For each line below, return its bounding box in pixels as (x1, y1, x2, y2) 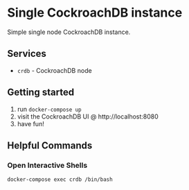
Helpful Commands (7, 139, 93, 151)
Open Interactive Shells (7, 160, 88, 170)
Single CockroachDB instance (7, 5, 183, 21)
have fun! (17, 119, 45, 128)
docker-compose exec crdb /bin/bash (7, 176, 113, 183)
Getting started (7, 87, 75, 98)
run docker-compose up (17, 105, 82, 113)
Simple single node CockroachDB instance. (7, 28, 131, 36)
